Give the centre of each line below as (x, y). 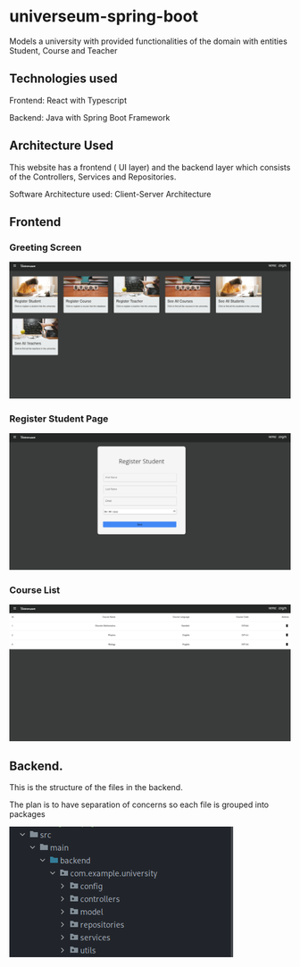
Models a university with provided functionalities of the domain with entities (148, 41)
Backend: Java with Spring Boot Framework (90, 117)
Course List (35, 589)
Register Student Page (59, 419)
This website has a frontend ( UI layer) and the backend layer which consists (150, 167)
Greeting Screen (46, 247)
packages (28, 814)
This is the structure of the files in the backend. (96, 788)
